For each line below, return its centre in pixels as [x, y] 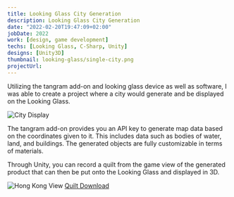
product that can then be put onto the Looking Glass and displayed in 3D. [113, 172]
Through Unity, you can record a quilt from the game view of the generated [116, 164]
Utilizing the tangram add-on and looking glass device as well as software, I [117, 86]
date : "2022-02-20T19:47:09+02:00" [60, 27]
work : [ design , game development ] [58, 40]
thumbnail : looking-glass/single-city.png [70, 60]
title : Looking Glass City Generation [64, 14]
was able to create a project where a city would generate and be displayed [116, 94]
